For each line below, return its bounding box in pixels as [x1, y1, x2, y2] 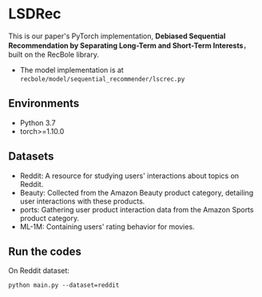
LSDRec [8, 5, 62, 23]
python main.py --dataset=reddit [8, 281, 120, 290]
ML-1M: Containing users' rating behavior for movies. [19, 221, 195, 232]
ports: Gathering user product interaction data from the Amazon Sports [19, 204, 254, 214]
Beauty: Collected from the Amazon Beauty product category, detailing [19, 188, 254, 197]
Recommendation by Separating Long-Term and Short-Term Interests [8, 41, 244, 50]
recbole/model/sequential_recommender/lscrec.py [19, 75, 185, 83]
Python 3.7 [19, 117, 56, 128]
